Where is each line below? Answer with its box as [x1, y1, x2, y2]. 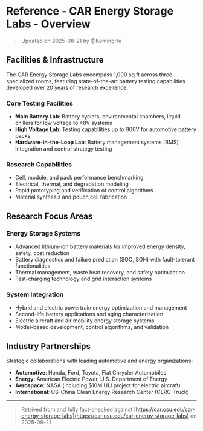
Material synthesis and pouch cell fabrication [14, 193, 127, 201]
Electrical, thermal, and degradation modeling [14, 180, 129, 188]
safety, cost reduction [14, 249, 70, 257]
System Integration [6, 290, 64, 299]
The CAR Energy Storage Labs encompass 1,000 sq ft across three [6, 71, 173, 78]
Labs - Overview [6, 17, 91, 31]
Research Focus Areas [6, 211, 93, 221]
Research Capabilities [6, 160, 72, 168]
